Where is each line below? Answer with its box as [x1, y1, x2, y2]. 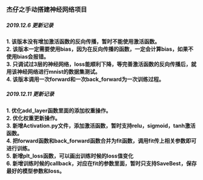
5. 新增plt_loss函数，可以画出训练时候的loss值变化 [6, 152, 134, 159]
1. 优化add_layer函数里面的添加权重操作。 [6, 107, 111, 114]
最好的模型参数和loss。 [6, 167, 65, 175]
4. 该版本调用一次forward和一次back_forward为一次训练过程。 [6, 76, 165, 83]
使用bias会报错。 [6, 53, 50, 60]
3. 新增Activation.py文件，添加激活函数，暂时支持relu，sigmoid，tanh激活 [6, 122, 196, 129]
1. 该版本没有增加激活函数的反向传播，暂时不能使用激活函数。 [6, 37, 161, 45]
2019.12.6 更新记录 [6, 21, 53, 28]
